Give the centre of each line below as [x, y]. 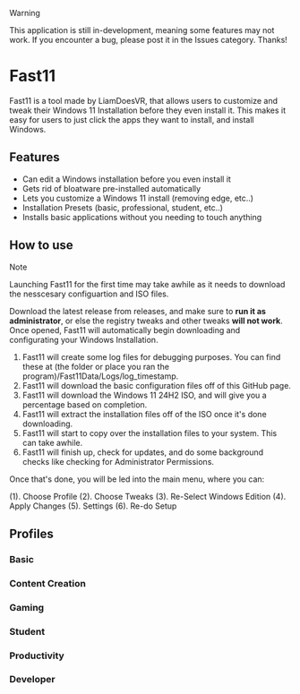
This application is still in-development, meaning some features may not [142, 30]
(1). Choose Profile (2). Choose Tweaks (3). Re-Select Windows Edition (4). [148, 496]
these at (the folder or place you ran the [96, 366]
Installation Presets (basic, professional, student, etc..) [123, 207]
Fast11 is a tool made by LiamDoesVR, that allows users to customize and [144, 100]
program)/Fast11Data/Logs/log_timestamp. [100, 376]
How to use [41, 245]
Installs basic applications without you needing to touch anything [142, 217]
